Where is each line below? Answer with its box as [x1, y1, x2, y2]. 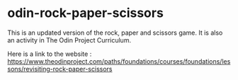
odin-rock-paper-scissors [7, 5, 164, 21]
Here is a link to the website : [7, 50, 92, 58]
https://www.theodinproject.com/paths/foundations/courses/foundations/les [7, 57, 231, 65]
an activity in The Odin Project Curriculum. [7, 35, 132, 44]
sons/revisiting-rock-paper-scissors [7, 64, 113, 73]
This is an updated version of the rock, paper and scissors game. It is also [7, 28, 223, 37]
